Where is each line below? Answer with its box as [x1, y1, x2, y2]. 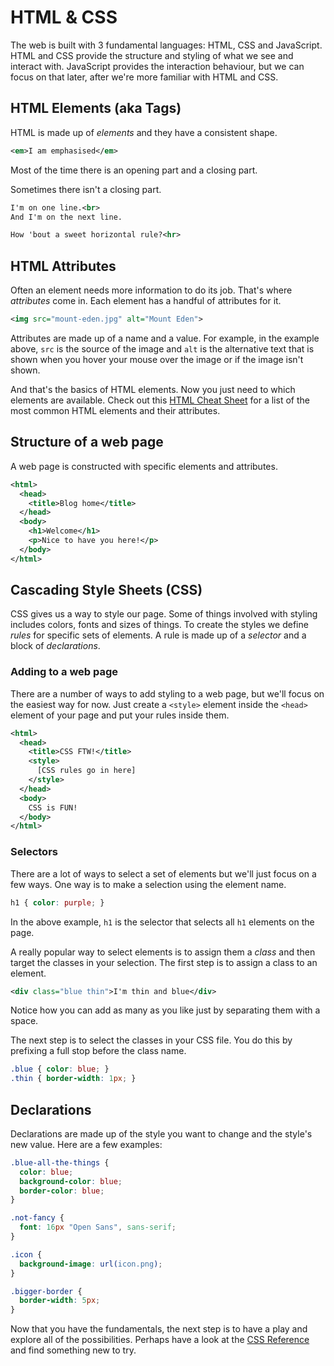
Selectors [10, 845, 58, 859]
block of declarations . [10, 640, 101, 652]
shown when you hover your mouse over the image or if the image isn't [10, 353, 304, 365]
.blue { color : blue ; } [10, 1064, 110, 1075]
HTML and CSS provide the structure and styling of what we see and [10, 49, 294, 61]
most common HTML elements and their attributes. [10, 404, 221, 416]
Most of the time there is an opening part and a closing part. [10, 164, 258, 176]
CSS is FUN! [28, 802, 78, 813]
